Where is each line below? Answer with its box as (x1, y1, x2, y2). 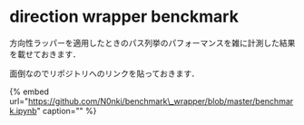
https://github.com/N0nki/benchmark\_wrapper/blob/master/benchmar (27, 95, 294, 106)
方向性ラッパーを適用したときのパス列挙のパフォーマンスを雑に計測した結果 (9, 37, 296, 48)
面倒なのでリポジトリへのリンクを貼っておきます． (9, 68, 200, 79)
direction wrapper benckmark (9, 6, 239, 27)
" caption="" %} (35, 105, 97, 116)
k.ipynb (9, 105, 37, 116)
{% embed (9, 86, 50, 97)
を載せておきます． (9, 48, 82, 60)
